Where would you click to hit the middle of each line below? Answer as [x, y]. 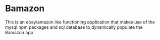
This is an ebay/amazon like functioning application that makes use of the [80, 22]
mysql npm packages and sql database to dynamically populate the [74, 27]
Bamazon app [19, 32]
